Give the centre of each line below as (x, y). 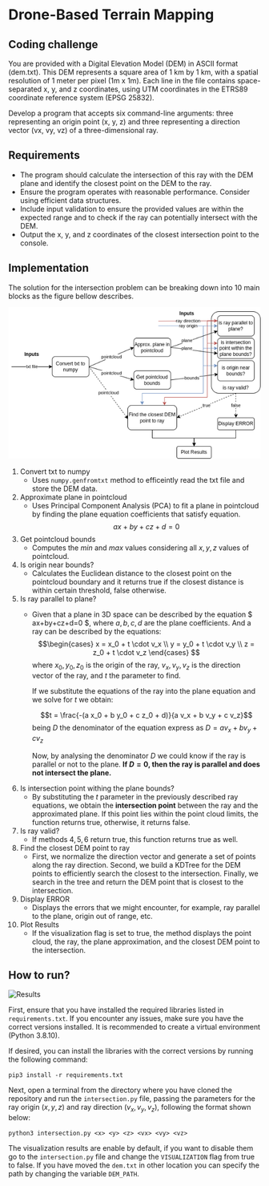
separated (25, 89)
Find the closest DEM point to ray (75, 848)
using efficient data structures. (70, 200)
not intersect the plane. (72, 772)
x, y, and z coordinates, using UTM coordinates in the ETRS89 (146, 89)
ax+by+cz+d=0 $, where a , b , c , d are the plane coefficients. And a (141, 623)
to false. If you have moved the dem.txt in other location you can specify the (134, 1165)
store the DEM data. (64, 489)
